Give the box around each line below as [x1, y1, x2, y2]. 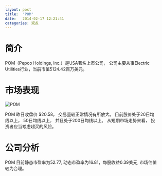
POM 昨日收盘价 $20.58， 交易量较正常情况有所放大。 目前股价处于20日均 [5, 111, 155, 117]
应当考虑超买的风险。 [13, 123, 56, 129]
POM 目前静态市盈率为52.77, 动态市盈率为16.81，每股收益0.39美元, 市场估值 [5, 159, 157, 165]
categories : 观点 [5, 20, 39, 26]
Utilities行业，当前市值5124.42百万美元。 [5, 66, 88, 72]
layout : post [5, 7, 32, 12]
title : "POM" [5, 12, 34, 17]
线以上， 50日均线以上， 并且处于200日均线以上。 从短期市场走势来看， [5, 118, 150, 123]
